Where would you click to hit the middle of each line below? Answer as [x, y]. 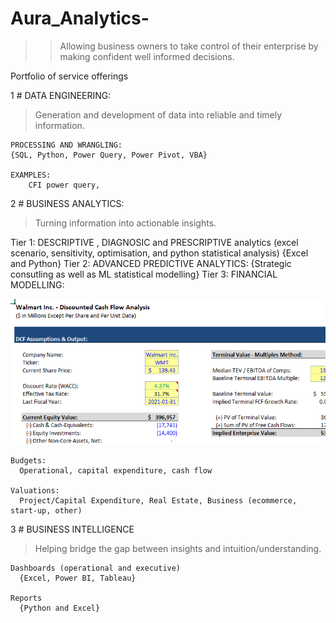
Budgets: [28, 461]
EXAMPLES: [31, 175]
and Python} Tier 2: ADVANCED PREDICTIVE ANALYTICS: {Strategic [151, 263]
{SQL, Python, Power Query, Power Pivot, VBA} [109, 155]
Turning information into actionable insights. [125, 223]
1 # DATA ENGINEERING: [61, 95]
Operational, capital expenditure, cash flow [116, 471]
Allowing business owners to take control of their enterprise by [189, 46]
